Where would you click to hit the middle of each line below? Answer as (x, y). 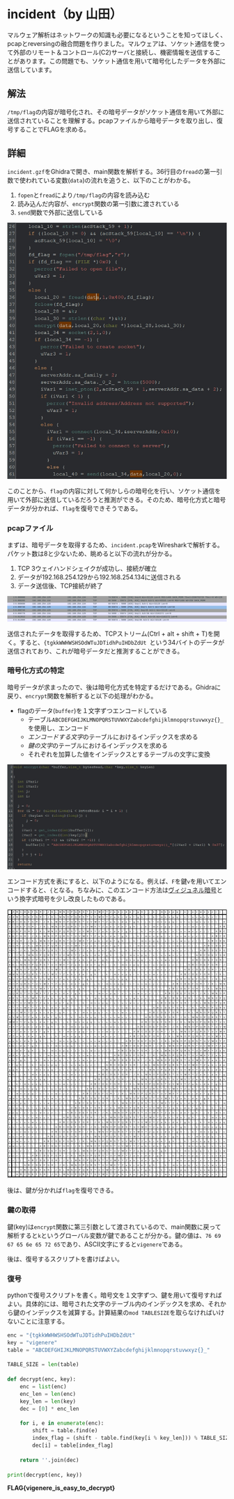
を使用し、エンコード (58, 728)
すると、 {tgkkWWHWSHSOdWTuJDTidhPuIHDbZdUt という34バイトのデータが (122, 642)
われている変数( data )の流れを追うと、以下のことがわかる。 (110, 180)
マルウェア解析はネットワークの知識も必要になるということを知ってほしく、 (117, 35)
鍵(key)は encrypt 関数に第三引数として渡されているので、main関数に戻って (114, 1227)
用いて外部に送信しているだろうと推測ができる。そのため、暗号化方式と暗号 (117, 500)
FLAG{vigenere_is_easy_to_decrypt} (61, 1488)
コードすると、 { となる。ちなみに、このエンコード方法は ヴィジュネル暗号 (112, 890)
